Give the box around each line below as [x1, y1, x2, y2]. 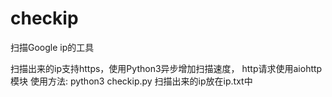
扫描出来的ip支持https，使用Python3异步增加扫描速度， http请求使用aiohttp [10, 62, 323, 74]
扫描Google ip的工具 [10, 41, 95, 53]
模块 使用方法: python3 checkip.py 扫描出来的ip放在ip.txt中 [10, 75, 253, 87]
